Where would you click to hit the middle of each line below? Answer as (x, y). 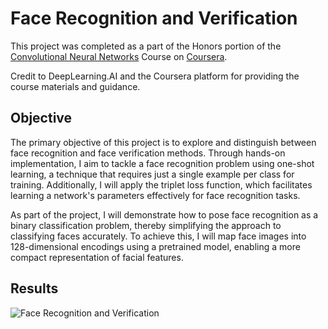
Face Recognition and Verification (154, 18)
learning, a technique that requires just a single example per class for (152, 174)
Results (34, 288)
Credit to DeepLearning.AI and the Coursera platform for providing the (155, 76)
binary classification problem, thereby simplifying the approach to (146, 225)
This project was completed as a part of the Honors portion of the (146, 46)
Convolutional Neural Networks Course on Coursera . (119, 56)
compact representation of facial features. (97, 257)
